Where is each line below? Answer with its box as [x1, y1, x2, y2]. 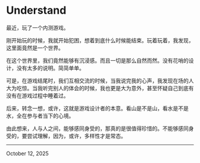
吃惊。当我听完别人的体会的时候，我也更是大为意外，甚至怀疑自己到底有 [16, 84, 194, 91]
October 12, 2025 [6, 150, 49, 157]
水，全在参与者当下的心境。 [6, 112, 74, 119]
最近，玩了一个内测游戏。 [6, 24, 69, 31]
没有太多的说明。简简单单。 [16, 64, 85, 72]
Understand [6, 4, 67, 17]
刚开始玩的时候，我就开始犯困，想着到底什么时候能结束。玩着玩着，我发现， [6, 36, 194, 44]
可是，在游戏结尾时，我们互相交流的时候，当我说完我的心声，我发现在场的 [6, 77, 189, 84]
